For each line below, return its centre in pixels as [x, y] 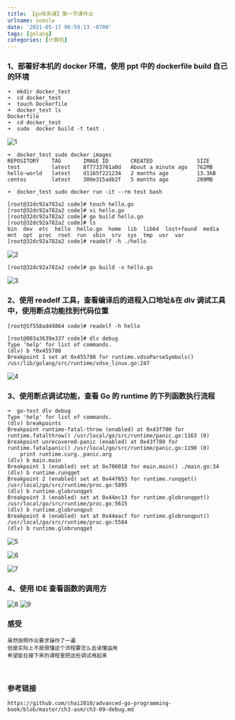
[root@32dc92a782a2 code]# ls [52, 223]
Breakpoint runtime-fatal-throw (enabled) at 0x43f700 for [96, 430]
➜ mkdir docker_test [39, 92]
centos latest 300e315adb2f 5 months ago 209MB [110, 180]
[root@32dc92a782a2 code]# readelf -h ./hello [77, 242]
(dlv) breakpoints [34, 424]
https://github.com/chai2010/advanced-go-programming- [90, 703]
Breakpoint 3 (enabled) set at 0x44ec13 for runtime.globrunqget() [109, 498]
